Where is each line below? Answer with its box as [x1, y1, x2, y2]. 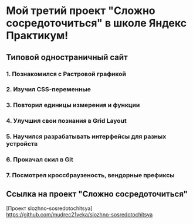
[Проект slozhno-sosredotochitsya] [6, 205, 93, 212]
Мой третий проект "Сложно [6, 4, 155, 18]
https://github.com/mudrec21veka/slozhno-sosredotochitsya [6, 211, 153, 218]
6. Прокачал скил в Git [6, 156, 73, 164]
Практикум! [6, 29, 69, 42]
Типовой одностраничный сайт [6, 52, 128, 62]
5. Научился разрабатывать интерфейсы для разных [6, 133, 167, 141]
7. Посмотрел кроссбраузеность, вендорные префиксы [6, 171, 175, 180]
